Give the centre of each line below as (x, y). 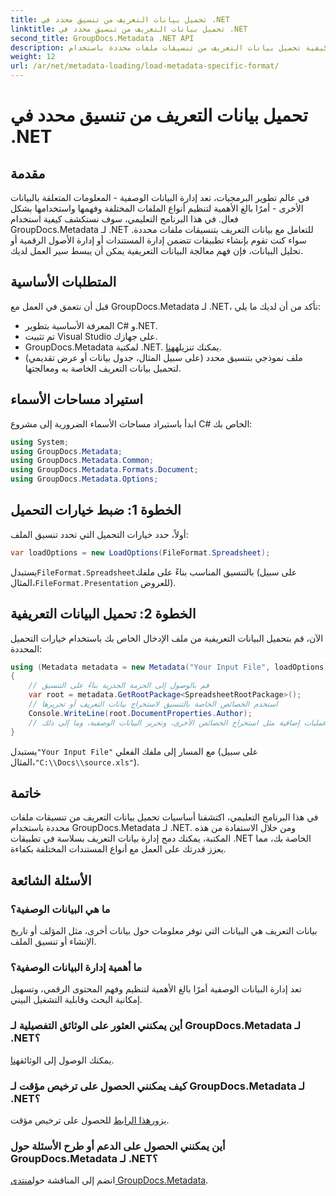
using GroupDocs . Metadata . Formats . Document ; (104, 470)
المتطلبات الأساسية (63, 282)
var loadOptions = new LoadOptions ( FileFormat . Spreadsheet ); (140, 552)
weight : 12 (33, 57)
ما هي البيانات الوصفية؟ (60, 909)
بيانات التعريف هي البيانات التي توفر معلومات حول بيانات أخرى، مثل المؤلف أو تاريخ (164, 930)
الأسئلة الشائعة (51, 880)
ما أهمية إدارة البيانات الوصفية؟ (76, 967)
